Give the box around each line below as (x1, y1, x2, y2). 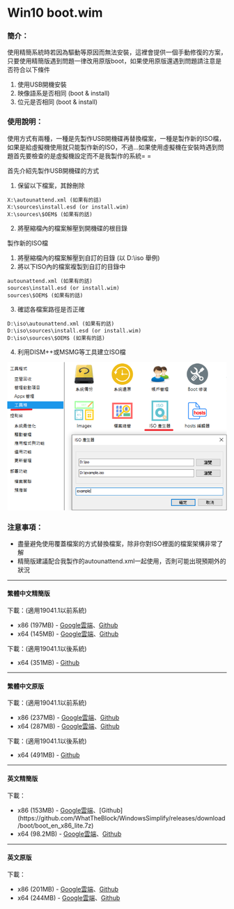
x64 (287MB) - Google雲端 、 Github (17, 722, 120, 731)
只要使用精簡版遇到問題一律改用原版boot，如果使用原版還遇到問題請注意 (7, 57, 216, 66)
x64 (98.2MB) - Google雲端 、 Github (17, 830, 122, 838)
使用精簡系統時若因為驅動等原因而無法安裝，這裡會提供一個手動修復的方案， (7, 48, 227, 56)
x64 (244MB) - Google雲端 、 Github (17, 894, 120, 902)
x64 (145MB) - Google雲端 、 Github (17, 629, 119, 639)
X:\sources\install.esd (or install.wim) (7, 204, 130, 211)
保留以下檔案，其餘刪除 (17, 181, 85, 190)
